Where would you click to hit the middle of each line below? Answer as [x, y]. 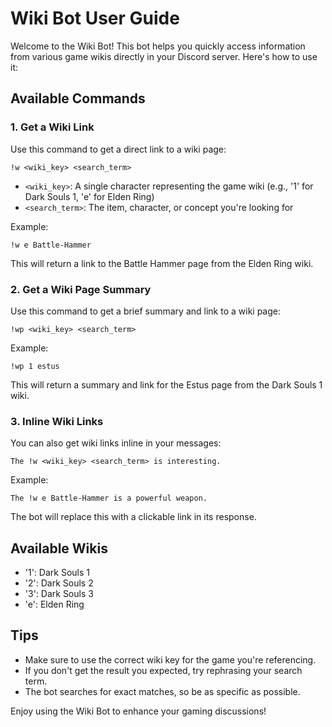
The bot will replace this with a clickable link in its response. [133, 517]
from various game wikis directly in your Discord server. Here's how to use [164, 56]
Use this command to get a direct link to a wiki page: [118, 149]
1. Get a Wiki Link [52, 127]
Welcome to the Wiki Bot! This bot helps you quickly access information [158, 46]
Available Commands [78, 98]
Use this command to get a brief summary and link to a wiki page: [145, 311]
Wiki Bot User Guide [95, 18]
